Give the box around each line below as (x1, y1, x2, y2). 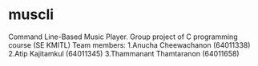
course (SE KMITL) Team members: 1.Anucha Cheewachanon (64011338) (8, 40, 251, 49)
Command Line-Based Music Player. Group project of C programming (8, 32, 238, 41)
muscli (8, 6, 54, 24)
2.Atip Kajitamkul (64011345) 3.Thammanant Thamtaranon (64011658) (8, 49, 240, 58)
